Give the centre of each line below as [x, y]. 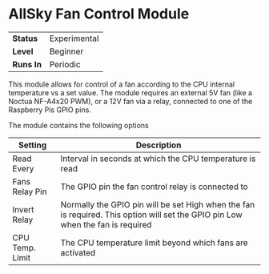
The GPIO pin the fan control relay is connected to [154, 187]
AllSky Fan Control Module [99, 14]
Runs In [27, 64]
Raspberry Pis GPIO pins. [50, 110]
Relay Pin [30, 191]
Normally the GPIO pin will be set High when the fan [158, 204]
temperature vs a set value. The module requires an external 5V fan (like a [130, 92]
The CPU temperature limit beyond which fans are [154, 243]
